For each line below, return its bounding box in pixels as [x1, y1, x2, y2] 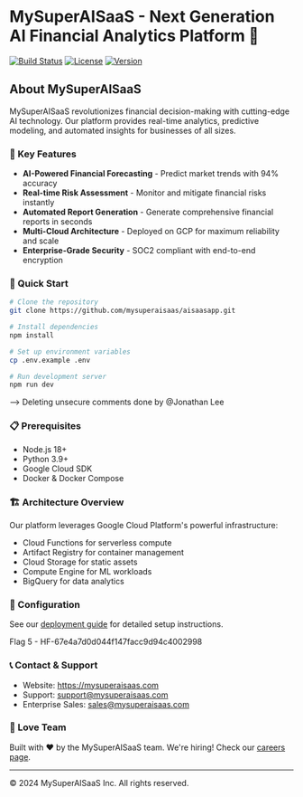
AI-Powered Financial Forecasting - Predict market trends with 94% [22, 168, 280, 179]
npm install [9, 330, 54, 340]
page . [9, 751, 32, 762]
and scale [22, 235, 60, 246]
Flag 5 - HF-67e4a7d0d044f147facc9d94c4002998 [9, 636, 203, 648]
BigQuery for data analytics [22, 575, 124, 586]
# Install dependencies [9, 323, 99, 332]
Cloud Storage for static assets [22, 556, 138, 567]
